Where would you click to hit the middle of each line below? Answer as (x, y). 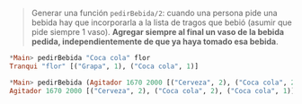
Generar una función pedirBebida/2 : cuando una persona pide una (154, 13)
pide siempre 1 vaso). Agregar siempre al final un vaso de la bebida (158, 32)
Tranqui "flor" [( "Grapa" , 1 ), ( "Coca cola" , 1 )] (104, 66)
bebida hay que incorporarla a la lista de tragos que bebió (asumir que (161, 22)
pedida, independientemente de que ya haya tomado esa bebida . (155, 41)
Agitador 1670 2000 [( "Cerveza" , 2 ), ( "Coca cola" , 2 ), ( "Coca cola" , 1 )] (152, 91)
